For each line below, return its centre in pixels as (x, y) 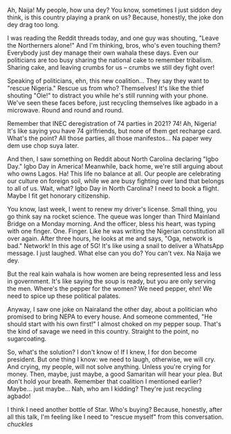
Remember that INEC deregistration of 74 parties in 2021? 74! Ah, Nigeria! (112, 123)
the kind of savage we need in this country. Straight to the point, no (103, 331)
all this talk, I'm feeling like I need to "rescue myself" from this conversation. (115, 417)
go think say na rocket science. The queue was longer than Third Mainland (113, 216)
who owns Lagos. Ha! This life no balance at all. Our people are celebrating (114, 173)
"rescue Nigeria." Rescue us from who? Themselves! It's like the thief (106, 88)
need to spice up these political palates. (64, 296)
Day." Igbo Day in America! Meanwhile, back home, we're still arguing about (115, 166)
